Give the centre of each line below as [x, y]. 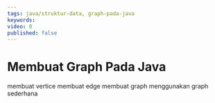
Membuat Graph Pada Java [87, 67]
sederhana [23, 93]
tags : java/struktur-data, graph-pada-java [71, 13]
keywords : [21, 20]
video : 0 [20, 26]
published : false [32, 33]
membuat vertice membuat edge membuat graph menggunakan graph [108, 86]
